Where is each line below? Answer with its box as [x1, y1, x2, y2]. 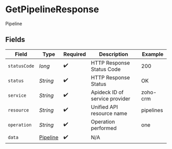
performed [91, 124, 117, 132]
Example [141, 50, 164, 57]
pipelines [141, 107, 163, 114]
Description [99, 50, 128, 57]
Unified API [91, 103, 118, 111]
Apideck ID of [91, 89, 124, 96]
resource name [91, 110, 127, 117]
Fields [5, 35, 26, 44]
